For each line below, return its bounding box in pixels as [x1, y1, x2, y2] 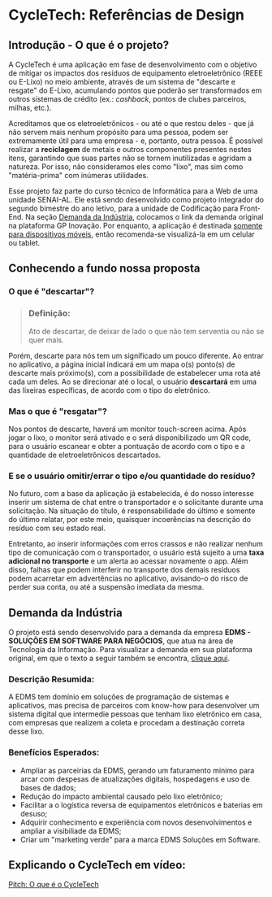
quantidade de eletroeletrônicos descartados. [8, 450, 162, 459]
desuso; [19, 808, 48, 818]
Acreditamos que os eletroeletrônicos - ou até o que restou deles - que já [8, 119, 254, 128]
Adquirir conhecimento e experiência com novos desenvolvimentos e [19, 817, 253, 827]
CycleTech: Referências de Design [8, 6, 245, 24]
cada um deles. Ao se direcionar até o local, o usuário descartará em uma [8, 377, 257, 386]
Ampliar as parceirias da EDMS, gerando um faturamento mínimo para [19, 765, 255, 775]
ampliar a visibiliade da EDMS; [19, 825, 122, 835]
